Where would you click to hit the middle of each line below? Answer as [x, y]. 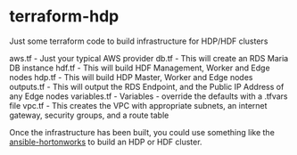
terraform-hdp [64, 16]
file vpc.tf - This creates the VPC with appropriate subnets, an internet [138, 105]
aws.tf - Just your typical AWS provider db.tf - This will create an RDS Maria [149, 58]
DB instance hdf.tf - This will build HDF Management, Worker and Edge [140, 68]
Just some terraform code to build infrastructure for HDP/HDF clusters [139, 41]
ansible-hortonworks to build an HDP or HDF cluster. [106, 142]
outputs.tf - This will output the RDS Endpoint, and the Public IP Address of [147, 86]
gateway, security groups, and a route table [89, 115]
